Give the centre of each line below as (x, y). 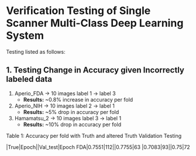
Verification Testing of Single (78, 11)
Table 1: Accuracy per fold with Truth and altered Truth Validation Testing (94, 136)
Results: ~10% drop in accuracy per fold (72, 124)
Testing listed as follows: (36, 51)
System (25, 36)
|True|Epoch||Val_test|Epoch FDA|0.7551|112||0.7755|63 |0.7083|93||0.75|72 (98, 147)
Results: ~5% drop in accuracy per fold (71, 112)
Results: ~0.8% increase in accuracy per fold (78, 99)
